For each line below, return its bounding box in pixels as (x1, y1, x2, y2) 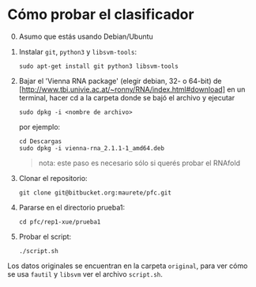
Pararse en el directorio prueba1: (18, 202, 126, 212)
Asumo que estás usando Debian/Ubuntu (18, 32, 153, 41)
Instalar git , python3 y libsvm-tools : (18, 47, 137, 56)
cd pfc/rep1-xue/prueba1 (18, 217, 101, 226)
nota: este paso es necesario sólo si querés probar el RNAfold (38, 158, 240, 168)
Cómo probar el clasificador (7, 6, 194, 24)
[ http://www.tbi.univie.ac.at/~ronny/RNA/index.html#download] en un (18, 85, 246, 94)
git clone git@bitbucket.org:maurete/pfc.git (18, 188, 171, 197)
